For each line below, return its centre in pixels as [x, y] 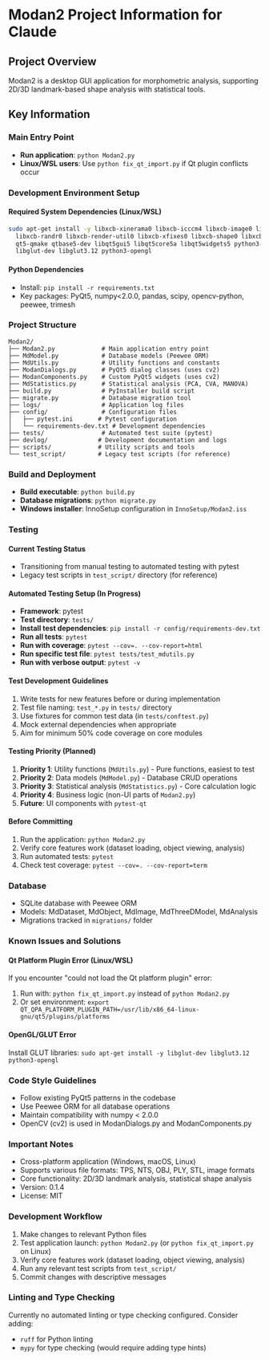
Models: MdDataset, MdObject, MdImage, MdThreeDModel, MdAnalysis [139, 912]
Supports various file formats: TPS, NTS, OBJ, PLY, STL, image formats [137, 1171]
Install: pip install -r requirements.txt [87, 287]
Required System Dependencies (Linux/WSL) [85, 212]
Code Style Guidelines [52, 1080]
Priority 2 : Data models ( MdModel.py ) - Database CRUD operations [128, 777]
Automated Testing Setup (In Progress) [75, 593]
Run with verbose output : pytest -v [80, 662]
